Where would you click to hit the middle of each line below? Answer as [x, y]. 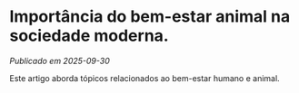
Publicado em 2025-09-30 [60, 60]
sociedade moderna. [90, 36]
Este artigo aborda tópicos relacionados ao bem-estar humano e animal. [145, 78]
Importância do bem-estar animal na [150, 17]
